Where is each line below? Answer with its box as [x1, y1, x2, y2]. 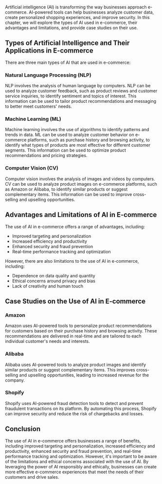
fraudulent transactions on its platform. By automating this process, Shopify [5, 406, 157, 411]
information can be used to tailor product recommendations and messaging [5, 98, 157, 104]
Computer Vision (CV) [5, 165, 58, 172]
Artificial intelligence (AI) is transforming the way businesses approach [5, 4, 147, 10]
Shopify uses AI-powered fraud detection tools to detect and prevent [5, 400, 144, 406]
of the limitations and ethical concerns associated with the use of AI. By [5, 458, 149, 465]
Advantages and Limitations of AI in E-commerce [5, 211, 157, 219]
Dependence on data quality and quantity [12, 272, 96, 278]
